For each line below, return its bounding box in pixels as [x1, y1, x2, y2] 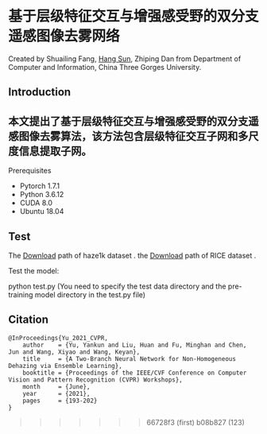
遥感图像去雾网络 [8, 27, 121, 45]
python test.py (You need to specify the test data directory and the [8, 281, 226, 291]
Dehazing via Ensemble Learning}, [8, 362, 123, 370]
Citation [8, 313, 49, 327]
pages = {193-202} [22, 397, 98, 405]
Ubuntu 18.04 [19, 207, 64, 216]
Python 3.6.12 [19, 190, 64, 200]
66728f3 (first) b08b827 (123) [146, 417, 245, 427]
